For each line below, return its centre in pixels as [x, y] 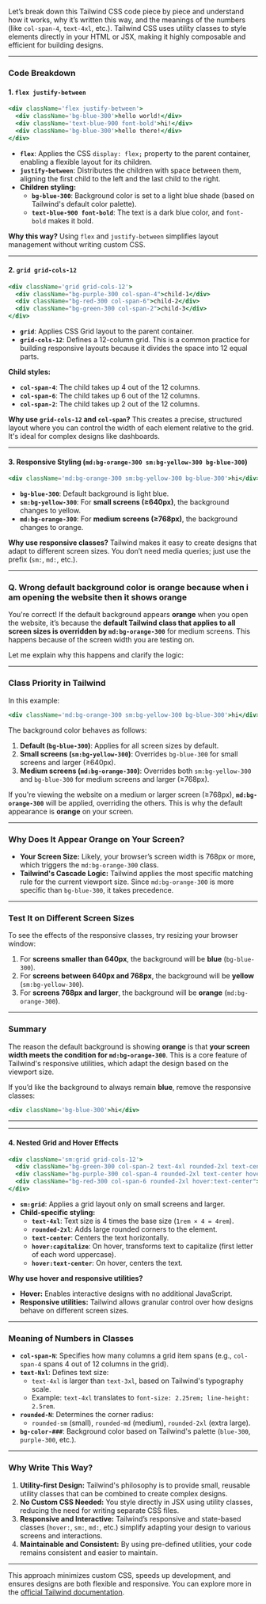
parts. [29, 356]
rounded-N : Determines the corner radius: [87, 1415]
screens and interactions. [61, 1535]
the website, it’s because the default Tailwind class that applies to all [122, 623]
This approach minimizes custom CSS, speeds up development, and [120, 1575]
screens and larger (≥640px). [68, 762]
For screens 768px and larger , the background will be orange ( [123, 992]
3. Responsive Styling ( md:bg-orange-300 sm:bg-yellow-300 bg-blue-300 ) [128, 462]
